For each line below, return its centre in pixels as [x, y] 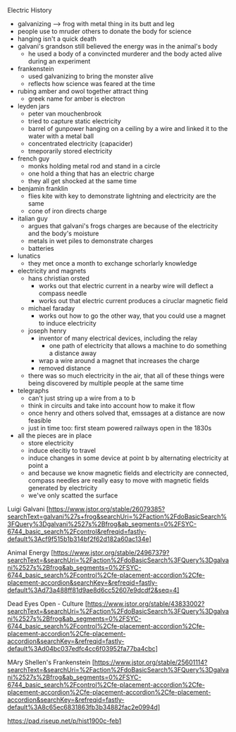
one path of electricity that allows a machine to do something [138, 346]
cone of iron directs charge [67, 211]
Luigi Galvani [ [28, 509]
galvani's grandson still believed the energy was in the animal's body [118, 46]
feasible [39, 421]
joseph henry [47, 331]
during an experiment [59, 61]
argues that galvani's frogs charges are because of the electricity [123, 226]
